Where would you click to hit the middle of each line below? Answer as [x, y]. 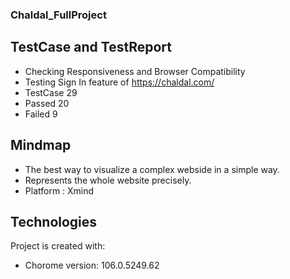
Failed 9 [41, 114]
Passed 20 [47, 103]
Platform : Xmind [59, 190]
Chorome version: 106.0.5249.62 [92, 265]
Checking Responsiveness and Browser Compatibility [135, 71]
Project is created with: [58, 246]
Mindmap [41, 145]
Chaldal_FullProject [58, 15]
